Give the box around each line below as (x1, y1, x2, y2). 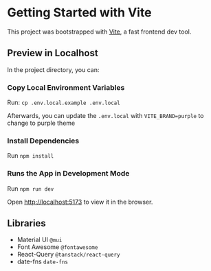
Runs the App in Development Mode (7, 169, 130, 178)
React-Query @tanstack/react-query (16, 250, 120, 259)
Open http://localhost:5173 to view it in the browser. (7, 198, 153, 206)
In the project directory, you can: (7, 65, 100, 73)
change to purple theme (7, 119, 76, 128)
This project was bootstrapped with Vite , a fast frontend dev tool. (7, 27, 192, 36)
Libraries (7, 217, 46, 229)
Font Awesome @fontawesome (16, 243, 98, 251)
